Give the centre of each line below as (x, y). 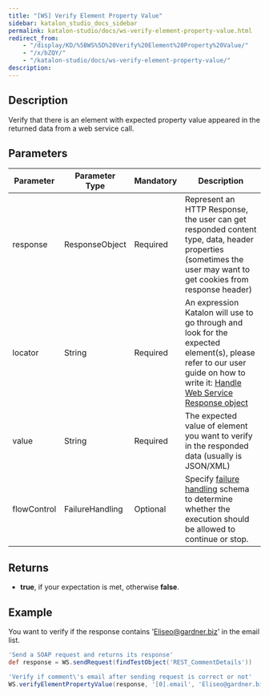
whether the (207, 509)
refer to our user (215, 363)
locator (26, 353)
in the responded (217, 446)
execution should (217, 520)
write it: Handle (213, 383)
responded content (221, 229)
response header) (218, 289)
